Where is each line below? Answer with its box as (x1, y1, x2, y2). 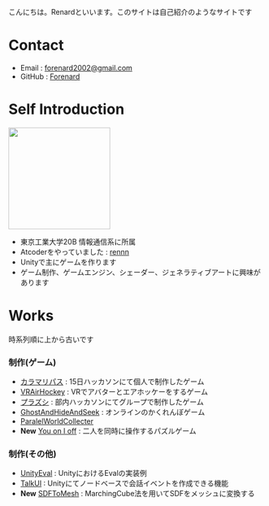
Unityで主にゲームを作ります (20, 257, 117, 267)
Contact (8, 36, 64, 55)
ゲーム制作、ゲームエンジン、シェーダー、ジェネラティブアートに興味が (20, 267, 262, 277)
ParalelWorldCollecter (20, 417, 94, 426)
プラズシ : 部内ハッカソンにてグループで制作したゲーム (20, 397, 205, 407)
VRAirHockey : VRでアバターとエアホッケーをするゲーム (20, 387, 209, 397)
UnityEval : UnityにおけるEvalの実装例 (20, 469, 148, 478)
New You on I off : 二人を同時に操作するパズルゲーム (20, 426, 197, 436)
